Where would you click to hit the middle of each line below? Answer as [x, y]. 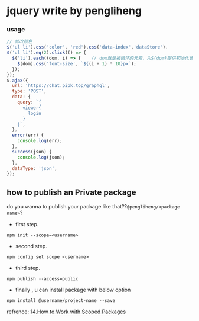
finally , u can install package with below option [73, 290]
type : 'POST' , [29, 91]
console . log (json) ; [41, 157]
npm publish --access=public [43, 279]
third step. [28, 268]
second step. [31, 246]
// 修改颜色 [20, 42]
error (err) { [28, 135]
